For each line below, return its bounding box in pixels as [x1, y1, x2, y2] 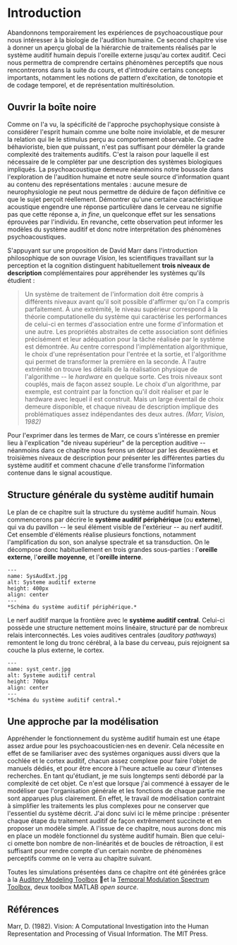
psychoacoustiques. [7, 232, 66, 241]
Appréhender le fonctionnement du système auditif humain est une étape [7, 734, 220, 742]
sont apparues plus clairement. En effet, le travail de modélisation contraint [7, 794, 225, 802]
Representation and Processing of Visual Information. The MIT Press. [7, 929, 208, 938]
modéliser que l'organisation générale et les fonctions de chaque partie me [7, 787, 226, 795]
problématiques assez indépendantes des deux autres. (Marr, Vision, [24, 409, 226, 418]
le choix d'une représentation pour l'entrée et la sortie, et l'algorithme [24, 349, 227, 358]
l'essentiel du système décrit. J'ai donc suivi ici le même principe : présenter [7, 809, 230, 818]
